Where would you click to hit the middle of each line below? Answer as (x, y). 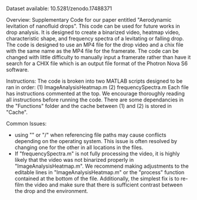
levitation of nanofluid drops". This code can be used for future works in (93, 26)
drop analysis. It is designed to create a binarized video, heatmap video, (93, 32)
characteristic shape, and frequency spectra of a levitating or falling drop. (95, 38)
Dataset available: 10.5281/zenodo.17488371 (59, 9)
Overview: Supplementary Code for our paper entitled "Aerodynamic (89, 20)
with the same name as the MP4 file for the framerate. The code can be (92, 51)
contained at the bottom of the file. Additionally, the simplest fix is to (97, 179)
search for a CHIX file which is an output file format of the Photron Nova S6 (97, 63)
